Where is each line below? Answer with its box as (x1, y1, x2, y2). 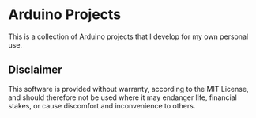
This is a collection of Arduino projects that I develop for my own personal (8, 32, 249, 41)
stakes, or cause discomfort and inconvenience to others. (8, 101, 196, 110)
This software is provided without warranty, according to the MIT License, (8, 84, 249, 93)
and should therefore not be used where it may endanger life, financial (8, 93, 237, 102)
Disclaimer (8, 63, 62, 77)
